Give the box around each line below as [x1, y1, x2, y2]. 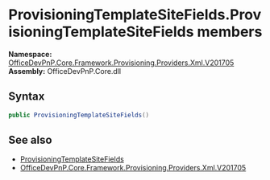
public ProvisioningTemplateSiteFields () [8, 111, 150, 119]
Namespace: [8, 49, 52, 59]
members [197, 22, 263, 41]
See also [8, 133, 52, 147]
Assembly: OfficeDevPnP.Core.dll [8, 66, 122, 76]
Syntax [8, 90, 45, 104]
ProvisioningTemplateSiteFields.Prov [8, 6, 262, 24]
